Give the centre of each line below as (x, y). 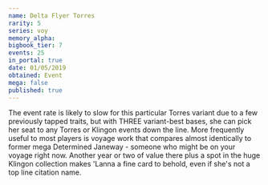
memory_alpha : (32, 38)
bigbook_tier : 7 (35, 46)
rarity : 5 (25, 23)
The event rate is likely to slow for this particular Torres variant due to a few (133, 113)
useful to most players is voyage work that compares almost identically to (130, 139)
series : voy (28, 30)
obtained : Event (35, 75)
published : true (35, 90)
